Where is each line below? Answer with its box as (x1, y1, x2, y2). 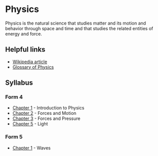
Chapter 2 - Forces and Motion (12, 110, 77, 116)
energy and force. (5, 31, 43, 37)
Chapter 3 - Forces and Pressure (12, 115, 81, 121)
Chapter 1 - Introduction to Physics (12, 105, 84, 111)
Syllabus (5, 79, 34, 87)
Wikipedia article (12, 59, 48, 65)
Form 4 (5, 94, 23, 101)
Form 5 (5, 133, 23, 140)
